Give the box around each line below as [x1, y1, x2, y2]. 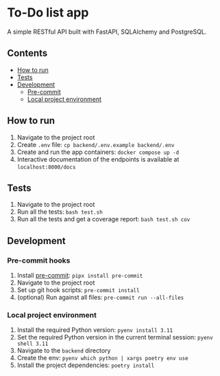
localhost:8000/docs [16, 164, 76, 170]
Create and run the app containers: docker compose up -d [16, 148, 180, 156]
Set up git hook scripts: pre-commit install [16, 286, 140, 294]
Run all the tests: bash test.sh [16, 208, 103, 216]
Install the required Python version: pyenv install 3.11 [16, 326, 173, 334]
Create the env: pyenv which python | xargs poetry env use [16, 354, 188, 362]
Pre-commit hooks [7, 256, 71, 265]
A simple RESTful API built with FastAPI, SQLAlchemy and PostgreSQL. [7, 27, 207, 36]
